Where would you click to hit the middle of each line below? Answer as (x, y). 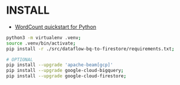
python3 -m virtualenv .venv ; (44, 37)
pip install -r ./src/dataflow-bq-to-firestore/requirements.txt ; (90, 49)
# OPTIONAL (20, 59)
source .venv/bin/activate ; (41, 43)
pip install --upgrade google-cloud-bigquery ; (65, 71)
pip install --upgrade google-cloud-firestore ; (66, 76)
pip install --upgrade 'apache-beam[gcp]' (60, 65)
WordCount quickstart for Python (55, 27)
